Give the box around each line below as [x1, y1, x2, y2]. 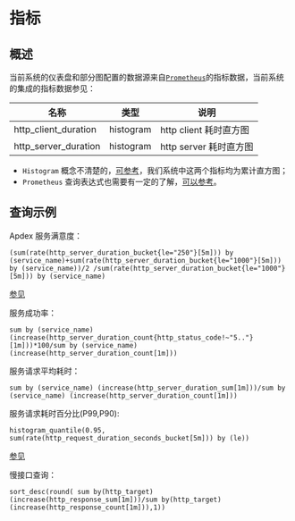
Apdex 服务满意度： [9, 230, 83, 241]
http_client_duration [13, 123, 97, 135]
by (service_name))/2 [9, 264, 90, 273]
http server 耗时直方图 [160, 140, 254, 153]
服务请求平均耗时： [9, 366, 80, 376]
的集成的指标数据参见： [9, 83, 96, 94]
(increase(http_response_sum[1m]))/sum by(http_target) [9, 495, 222, 504]
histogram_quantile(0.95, [9, 425, 105, 434]
